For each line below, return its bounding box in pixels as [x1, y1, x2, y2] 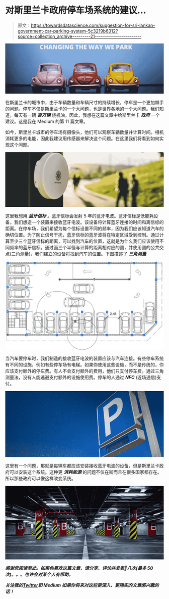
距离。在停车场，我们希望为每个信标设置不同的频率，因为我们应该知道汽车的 [5, 225, 164, 232]
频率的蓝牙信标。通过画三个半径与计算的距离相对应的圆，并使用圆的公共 [9, 244, 159, 250]
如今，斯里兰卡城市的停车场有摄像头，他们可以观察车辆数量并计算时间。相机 [5, 129, 164, 135]
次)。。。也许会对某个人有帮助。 [5, 571, 73, 577]
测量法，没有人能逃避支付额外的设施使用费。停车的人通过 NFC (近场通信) [5, 374, 157, 380]
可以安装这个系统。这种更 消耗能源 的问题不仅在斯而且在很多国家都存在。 [9, 469, 162, 475]
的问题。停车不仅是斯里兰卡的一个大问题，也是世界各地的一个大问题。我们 [5, 106, 159, 112]
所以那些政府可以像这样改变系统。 [5, 476, 76, 482]
